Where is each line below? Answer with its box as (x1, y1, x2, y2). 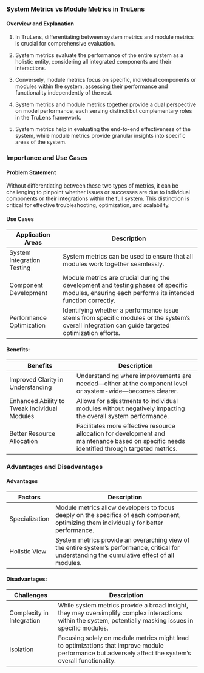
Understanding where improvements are (76, 371, 192, 380)
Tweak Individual (9, 404, 58, 413)
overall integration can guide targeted (63, 321, 170, 330)
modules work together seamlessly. (63, 260, 165, 268)
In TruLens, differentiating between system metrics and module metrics (15, 33, 194, 41)
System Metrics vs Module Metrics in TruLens (6, 5, 145, 13)
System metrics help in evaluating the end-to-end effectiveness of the (15, 126, 191, 133)
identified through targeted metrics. (76, 444, 178, 453)
